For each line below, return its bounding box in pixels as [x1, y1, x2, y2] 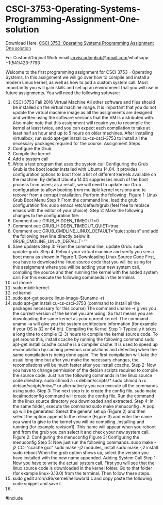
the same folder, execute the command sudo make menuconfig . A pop [12, 403, 155, 409]
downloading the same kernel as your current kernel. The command [12, 315, 148, 321]
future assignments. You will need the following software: [5, 90, 120, 96]
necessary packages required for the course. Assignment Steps [12, 140, 140, 146]
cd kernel [12, 290, 32, 295]
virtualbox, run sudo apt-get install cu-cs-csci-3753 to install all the [12, 135, 147, 141]
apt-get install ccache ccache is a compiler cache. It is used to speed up [12, 341, 158, 347]
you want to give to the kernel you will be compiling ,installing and [12, 419, 145, 424]
